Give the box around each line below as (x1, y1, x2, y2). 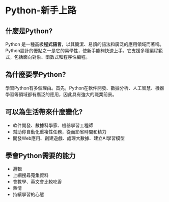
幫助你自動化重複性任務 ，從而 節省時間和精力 (12, 128, 107, 134)
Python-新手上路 (5, 5, 76, 16)
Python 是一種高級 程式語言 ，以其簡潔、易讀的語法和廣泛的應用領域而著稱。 (5, 41, 164, 47)
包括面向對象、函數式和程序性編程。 (14, 54, 90, 60)
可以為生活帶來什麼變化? (5, 108, 83, 117)
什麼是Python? (5, 27, 53, 35)
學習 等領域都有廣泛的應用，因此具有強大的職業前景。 (5, 91, 117, 97)
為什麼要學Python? (5, 70, 66, 79)
